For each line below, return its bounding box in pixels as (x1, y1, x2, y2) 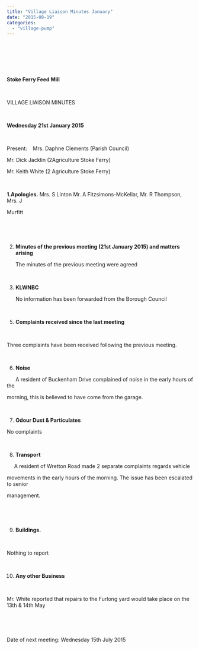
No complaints (7, 428, 42, 435)
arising (15, 250, 33, 257)
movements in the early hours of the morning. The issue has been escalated (7, 474, 193, 481)
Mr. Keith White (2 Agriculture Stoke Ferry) (7, 168, 111, 175)
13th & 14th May (7, 602, 46, 609)
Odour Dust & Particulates (15, 416, 81, 424)
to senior (7, 481, 28, 488)
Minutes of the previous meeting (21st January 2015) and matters (15, 243, 180, 250)
